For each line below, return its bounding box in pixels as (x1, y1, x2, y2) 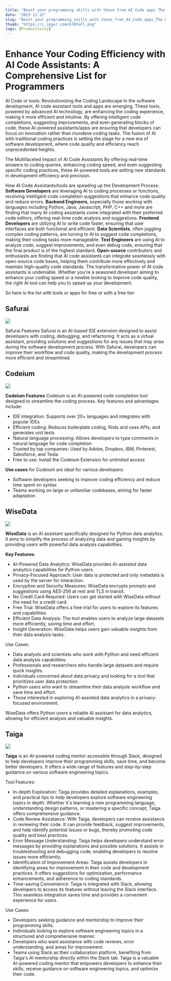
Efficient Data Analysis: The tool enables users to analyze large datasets (12, 615, 164, 621)
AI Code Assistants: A (5, 59, 100, 71)
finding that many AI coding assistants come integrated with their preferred (5, 209, 163, 216)
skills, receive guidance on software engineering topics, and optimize (12, 966, 158, 972)
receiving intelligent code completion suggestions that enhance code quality (5, 193, 166, 199)
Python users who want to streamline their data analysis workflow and (12, 683, 160, 690)
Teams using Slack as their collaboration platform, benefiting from (12, 949, 152, 956)
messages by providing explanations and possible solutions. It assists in (12, 843, 164, 849)
